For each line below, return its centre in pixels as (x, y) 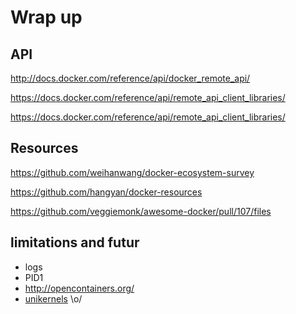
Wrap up (46, 17)
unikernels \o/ (53, 298)
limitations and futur (75, 242)
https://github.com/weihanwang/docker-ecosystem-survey (132, 172)
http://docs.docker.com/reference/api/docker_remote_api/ (130, 78)
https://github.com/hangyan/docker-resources (106, 192)
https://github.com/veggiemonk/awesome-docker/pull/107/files (141, 211)
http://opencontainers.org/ (79, 288)
